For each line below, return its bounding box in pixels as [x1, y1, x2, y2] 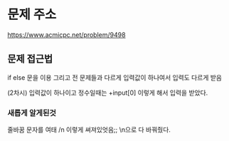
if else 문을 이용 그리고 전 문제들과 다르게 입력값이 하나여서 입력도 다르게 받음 [7, 73, 223, 82]
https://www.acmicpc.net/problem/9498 [7, 30, 126, 39]
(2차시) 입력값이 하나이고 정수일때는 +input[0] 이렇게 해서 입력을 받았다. [7, 88, 208, 97]
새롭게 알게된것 [7, 108, 57, 117]
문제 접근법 [7, 53, 53, 65]
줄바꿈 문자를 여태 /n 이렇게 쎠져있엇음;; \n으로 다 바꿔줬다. [7, 125, 171, 134]
